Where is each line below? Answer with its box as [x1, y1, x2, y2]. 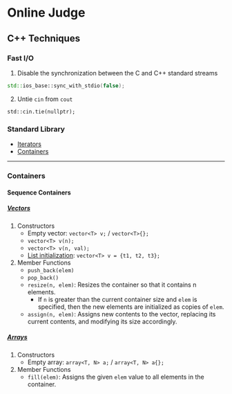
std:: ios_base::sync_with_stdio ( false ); [7, 82, 126, 89]
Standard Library [7, 124, 66, 134]
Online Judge [7, 5, 86, 21]
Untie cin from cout [17, 95, 73, 103]
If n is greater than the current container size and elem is [37, 295, 197, 303]
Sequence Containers [7, 188, 71, 197]
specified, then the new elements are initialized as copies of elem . [37, 303, 224, 311]
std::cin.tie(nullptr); [7, 108, 76, 115]
